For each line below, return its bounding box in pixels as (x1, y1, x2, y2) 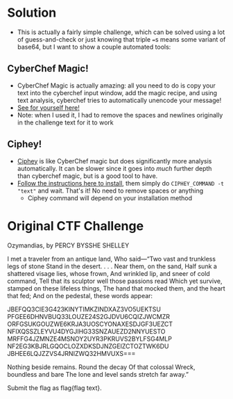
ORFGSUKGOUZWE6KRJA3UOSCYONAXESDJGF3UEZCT (7, 320, 173, 328)
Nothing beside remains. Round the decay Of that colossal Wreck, (7, 363, 196, 371)
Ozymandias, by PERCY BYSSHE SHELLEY (7, 241, 130, 250)
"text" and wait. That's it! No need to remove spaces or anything (17, 186, 204, 195)
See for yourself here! (17, 103, 80, 112)
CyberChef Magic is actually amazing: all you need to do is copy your (17, 81, 216, 90)
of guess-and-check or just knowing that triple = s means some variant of (17, 35, 226, 43)
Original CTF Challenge (7, 218, 144, 234)
